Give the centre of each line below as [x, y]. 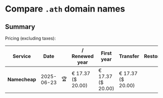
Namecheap [22, 79]
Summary [20, 27]
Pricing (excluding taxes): [31, 38]
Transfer [129, 56]
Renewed [82, 56]
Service [22, 56]
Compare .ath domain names [65, 9]
